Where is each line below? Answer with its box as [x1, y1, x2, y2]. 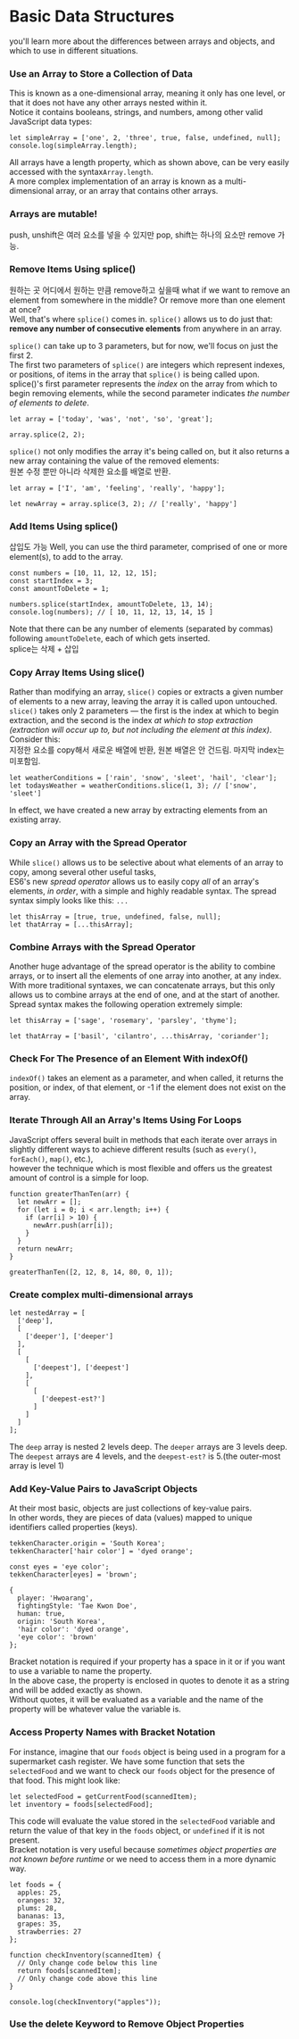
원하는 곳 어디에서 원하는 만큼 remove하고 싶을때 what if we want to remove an [9, 284, 290, 295]
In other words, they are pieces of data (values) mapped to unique [9, 1512, 253, 1523]
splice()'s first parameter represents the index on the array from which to [9, 378, 278, 389]
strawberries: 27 [17, 1927, 82, 1936]
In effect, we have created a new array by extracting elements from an [9, 805, 268, 816]
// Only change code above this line [17, 1974, 158, 1983]
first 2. [9, 350, 34, 361]
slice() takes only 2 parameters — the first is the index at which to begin [9, 705, 279, 716]
